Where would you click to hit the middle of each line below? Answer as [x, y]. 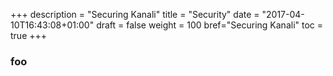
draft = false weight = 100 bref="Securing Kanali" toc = [210, 25]
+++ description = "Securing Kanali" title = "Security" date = [135, 14]
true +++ [29, 35]
